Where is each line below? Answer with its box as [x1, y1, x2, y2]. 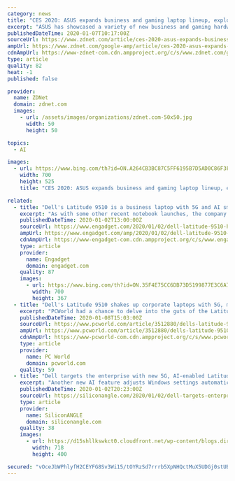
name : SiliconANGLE [25, 412, 83, 419]
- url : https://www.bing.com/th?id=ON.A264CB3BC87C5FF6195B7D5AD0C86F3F [13, 165, 230, 172]
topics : [7, 139, 30, 147]
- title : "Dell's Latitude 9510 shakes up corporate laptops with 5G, [13, 301, 224, 308]
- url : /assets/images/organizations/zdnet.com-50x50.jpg [20, 114, 192, 121]
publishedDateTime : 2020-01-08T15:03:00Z [20, 314, 142, 322]
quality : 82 [7, 62, 42, 69]
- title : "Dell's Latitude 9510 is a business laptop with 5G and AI [13, 203, 220, 210]
